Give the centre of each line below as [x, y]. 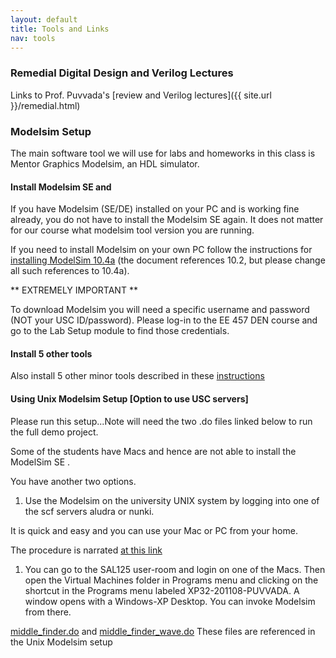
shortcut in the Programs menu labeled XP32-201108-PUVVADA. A [162, 590]
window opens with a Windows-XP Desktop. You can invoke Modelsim [170, 601]
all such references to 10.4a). [70, 271]
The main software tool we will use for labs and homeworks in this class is [163, 153]
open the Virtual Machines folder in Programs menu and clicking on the [171, 580]
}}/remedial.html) [45, 105]
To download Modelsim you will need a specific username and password [160, 310]
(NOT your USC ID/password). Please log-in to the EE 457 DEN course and [164, 320]
